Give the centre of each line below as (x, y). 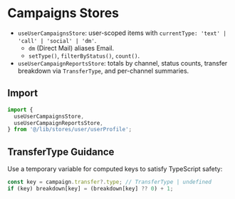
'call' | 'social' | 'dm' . (57, 40)
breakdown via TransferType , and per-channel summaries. (103, 71)
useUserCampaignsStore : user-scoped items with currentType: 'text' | (122, 33)
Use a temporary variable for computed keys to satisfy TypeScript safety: (115, 169)
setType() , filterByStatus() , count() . (84, 56)
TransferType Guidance (61, 152)
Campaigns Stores (63, 13)
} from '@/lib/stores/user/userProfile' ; (70, 130)
